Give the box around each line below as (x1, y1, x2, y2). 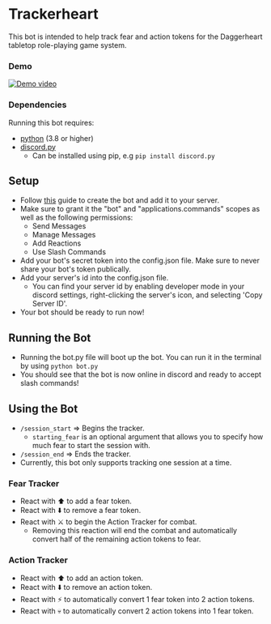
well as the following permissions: (19, 212, 133, 223)
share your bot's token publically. (19, 264, 131, 274)
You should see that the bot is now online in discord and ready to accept (19, 370, 261, 379)
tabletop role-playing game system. (8, 40, 127, 49)
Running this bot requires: (8, 118, 95, 127)
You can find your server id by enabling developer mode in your (32, 281, 245, 292)
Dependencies (8, 99, 67, 110)
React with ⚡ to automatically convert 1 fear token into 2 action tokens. (19, 594, 255, 604)
